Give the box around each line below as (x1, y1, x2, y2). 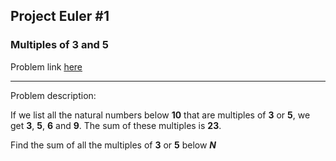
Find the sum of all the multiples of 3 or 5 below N (10, 139, 217, 151)
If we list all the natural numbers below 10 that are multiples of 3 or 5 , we (10, 109, 311, 121)
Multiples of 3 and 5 (10, 38, 109, 52)
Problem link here (10, 60, 83, 73)
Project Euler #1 (10, 8, 110, 25)
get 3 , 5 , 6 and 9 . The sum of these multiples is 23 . (10, 119, 222, 131)
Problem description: (10, 89, 97, 101)
